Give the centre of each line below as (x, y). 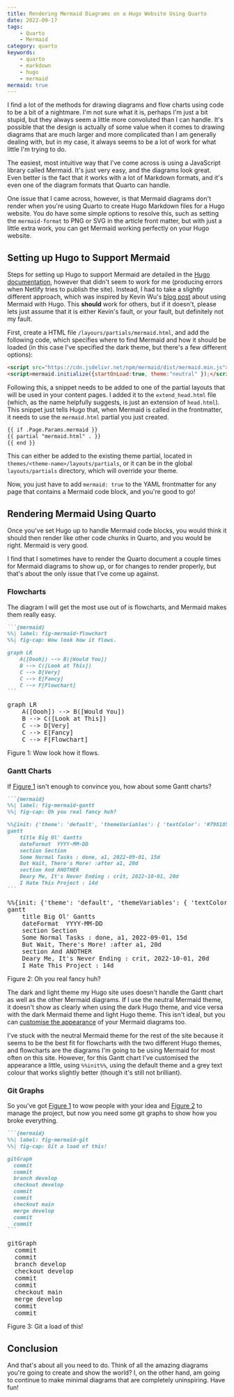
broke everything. (32, 1121)
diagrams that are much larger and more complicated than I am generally (112, 135)
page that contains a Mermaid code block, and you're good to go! (101, 492)
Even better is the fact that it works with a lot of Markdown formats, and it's (115, 178)
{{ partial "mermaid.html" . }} (54, 436)
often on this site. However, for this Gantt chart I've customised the (103, 1057)
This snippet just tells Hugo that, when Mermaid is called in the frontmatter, (115, 410)
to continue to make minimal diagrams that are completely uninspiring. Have (116, 1380)
